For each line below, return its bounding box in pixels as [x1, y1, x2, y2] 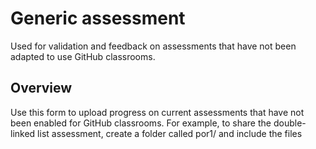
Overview [10, 80, 73, 97]
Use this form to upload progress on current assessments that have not [10, 106, 305, 118]
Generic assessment [10, 7, 186, 30]
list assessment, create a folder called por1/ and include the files [37, 127, 303, 139]
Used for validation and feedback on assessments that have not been [10, 40, 297, 52]
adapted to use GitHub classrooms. [10, 50, 156, 62]
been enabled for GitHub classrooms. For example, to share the [10, 117, 272, 129]
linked [10, 127, 36, 139]
